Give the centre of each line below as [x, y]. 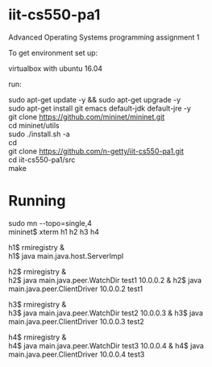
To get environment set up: [53, 52]
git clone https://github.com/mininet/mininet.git [87, 117]
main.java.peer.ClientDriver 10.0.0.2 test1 [76, 289]
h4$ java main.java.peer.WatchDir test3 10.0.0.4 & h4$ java [106, 345]
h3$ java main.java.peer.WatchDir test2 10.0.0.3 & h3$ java [106, 313]
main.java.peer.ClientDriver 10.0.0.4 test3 [77, 354]
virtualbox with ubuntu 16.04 [56, 68]
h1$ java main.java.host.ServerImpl [66, 256]
